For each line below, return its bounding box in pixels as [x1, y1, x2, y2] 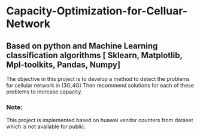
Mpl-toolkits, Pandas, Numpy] [6, 59, 121, 69]
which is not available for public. [6, 123, 86, 130]
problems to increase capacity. [6, 88, 83, 95]
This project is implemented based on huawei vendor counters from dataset [6, 117, 193, 124]
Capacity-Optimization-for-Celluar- [6, 4, 187, 18]
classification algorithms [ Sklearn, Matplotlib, [6, 50, 183, 61]
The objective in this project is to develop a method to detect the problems [6, 75, 190, 82]
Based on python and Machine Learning [6, 41, 158, 51]
